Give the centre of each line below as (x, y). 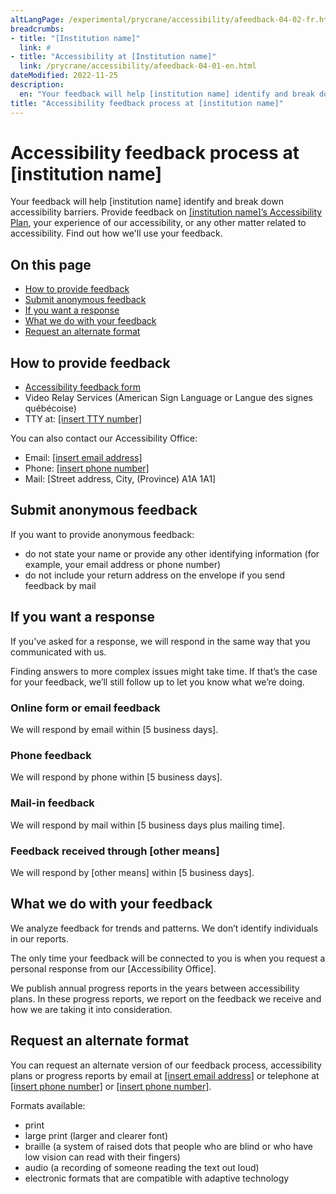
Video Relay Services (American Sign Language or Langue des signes (168, 398)
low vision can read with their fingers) (102, 1157)
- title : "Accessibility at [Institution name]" (113, 57)
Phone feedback (51, 755)
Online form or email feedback (85, 708)
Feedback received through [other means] (115, 851)
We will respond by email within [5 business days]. (114, 729)
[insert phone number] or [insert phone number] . (111, 1086)
